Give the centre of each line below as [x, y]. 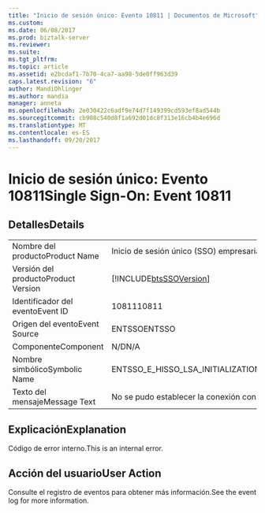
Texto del [30, 392]
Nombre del [34, 246]
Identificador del [43, 301]
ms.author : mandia [38, 96]
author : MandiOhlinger [45, 89]
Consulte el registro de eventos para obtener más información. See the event [132, 493]
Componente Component [58, 346]
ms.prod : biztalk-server [49, 37]
